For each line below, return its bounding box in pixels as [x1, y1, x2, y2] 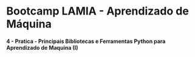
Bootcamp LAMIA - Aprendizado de [6, 4, 190, 18]
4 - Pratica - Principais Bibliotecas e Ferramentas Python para [6, 38, 166, 45]
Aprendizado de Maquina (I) [6, 44, 78, 51]
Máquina [6, 17, 52, 31]
